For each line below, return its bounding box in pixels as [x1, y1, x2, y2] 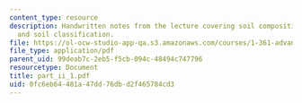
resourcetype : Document [9, 64, 99, 73]
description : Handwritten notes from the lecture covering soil [9, 21, 255, 30]
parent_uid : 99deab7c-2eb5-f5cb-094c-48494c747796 [9, 55, 203, 64]
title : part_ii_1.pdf [9, 72, 91, 81]
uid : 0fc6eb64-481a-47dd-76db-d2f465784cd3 [9, 80, 175, 89]
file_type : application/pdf [9, 47, 115, 56]
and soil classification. [17, 30, 115, 39]
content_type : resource [9, 13, 99, 22]
